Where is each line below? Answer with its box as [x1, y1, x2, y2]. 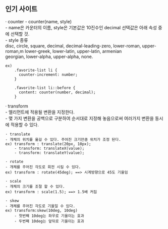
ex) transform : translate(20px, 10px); [5, 141, 92, 146]
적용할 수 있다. [10, 122, 39, 128]
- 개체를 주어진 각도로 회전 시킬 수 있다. [5, 164, 81, 169]
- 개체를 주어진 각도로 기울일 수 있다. [5, 203, 76, 208]
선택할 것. [10, 31, 30, 37]
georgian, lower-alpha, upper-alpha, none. [5, 53, 93, 60]
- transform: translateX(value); [14, 146, 85, 151]
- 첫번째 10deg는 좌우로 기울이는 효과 [14, 213, 84, 218]
